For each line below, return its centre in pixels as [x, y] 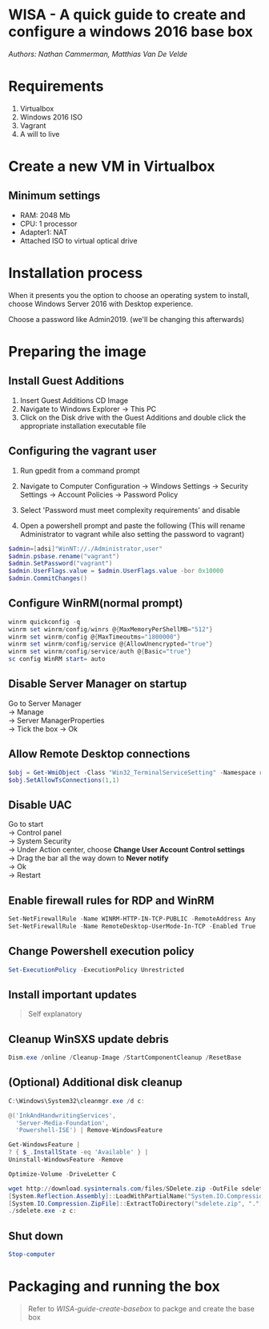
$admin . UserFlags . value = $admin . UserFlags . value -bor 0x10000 [116, 571]
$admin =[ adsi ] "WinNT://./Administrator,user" [85, 549]
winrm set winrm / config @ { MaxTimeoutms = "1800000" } [94, 637]
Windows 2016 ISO [51, 117]
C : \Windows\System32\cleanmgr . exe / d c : [77, 1101]
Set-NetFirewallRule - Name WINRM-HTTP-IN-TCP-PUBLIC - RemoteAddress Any [132, 919]
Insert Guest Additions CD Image [74, 400]
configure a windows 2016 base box [131, 32]
